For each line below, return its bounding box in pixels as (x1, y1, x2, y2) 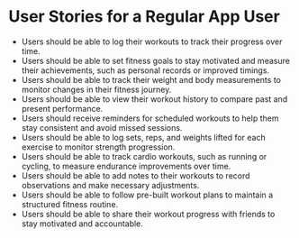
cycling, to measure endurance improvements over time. (21, 160, 231, 171)
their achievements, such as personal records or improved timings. (21, 65, 270, 76)
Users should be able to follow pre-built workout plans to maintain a (21, 189, 274, 200)
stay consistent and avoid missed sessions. (21, 122, 183, 133)
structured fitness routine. (21, 198, 119, 209)
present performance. (21, 103, 104, 114)
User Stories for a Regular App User (8, 6, 280, 27)
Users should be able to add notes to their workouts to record (21, 169, 250, 181)
